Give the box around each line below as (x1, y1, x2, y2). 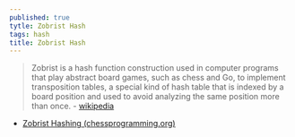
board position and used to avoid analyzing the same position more (30, 91, 280, 102)
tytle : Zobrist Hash (9, 21, 87, 30)
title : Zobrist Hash (9, 38, 87, 47)
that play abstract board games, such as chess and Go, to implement (30, 73, 286, 83)
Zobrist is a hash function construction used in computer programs (30, 63, 280, 73)
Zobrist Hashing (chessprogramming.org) (22, 118, 177, 129)
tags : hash (9, 30, 50, 39)
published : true (9, 13, 70, 22)
